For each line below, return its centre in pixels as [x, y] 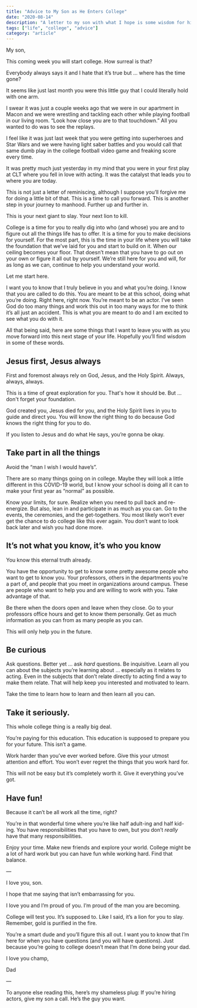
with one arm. [23, 97]
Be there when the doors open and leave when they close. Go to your [90, 607]
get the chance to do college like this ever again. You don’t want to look [92, 521]
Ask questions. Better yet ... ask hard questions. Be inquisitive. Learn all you [98, 664]
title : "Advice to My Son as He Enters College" [67, 11]
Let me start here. [28, 276]
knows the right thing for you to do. [49, 423]
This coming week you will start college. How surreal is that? [79, 62]
